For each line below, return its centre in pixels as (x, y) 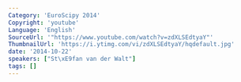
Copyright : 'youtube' (44, 23)
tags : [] (23, 66)
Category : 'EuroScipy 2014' (55, 15)
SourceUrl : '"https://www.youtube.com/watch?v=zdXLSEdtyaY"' (111, 37)
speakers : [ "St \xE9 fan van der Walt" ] (72, 59)
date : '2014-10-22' (40, 52)
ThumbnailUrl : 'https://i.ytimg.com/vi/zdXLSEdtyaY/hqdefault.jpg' (122, 45)
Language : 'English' (42, 30)
